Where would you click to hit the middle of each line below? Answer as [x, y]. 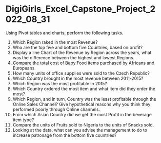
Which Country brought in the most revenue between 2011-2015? [78, 78]
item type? [23, 120]
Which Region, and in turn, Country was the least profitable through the [84, 99]
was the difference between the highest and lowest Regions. [73, 57]
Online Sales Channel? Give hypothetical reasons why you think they [81, 104]
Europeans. [24, 68]
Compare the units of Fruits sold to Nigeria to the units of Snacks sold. [83, 125]
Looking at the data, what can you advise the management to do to [80, 130]
